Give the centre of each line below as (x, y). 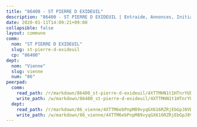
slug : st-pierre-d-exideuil (46, 50)
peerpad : (17, 83)
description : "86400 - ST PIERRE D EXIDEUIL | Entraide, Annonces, (90, 17)
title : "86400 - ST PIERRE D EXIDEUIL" (55, 11)
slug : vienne (27, 71)
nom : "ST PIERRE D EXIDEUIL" (47, 44)
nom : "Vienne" (28, 66)
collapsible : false (30, 28)
